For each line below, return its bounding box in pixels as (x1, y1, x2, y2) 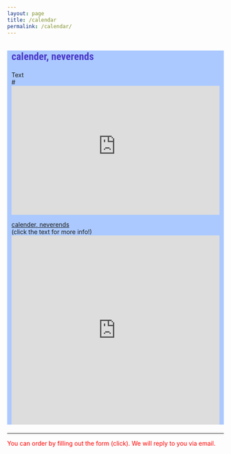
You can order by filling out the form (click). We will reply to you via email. (7, 439, 216, 447)
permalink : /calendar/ (7, 23, 72, 30)
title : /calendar (7, 17, 57, 23)
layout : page (7, 10, 45, 17)
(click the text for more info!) (11, 228, 93, 236)
